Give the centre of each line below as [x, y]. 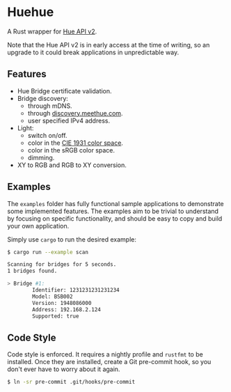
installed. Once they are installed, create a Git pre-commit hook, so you [109, 362]
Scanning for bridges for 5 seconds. [62, 265]
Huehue [31, 12]
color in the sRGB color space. [71, 150]
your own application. [38, 226]
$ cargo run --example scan [48, 252]
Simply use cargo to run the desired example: [72, 239]
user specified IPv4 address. [69, 120]
